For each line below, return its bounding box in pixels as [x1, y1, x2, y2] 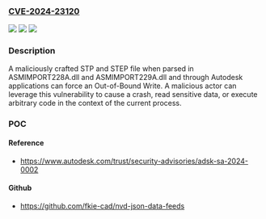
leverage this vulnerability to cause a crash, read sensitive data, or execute [8, 89, 258, 99]
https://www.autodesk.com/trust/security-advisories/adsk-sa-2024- [19, 156, 249, 166]
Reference [8, 138, 44, 148]
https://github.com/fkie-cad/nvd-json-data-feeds [19, 200, 185, 211]
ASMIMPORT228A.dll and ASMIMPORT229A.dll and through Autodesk [8, 72, 243, 82]
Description [8, 45, 56, 57]
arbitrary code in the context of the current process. [8, 98, 182, 107]
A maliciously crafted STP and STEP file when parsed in [8, 63, 194, 74]
